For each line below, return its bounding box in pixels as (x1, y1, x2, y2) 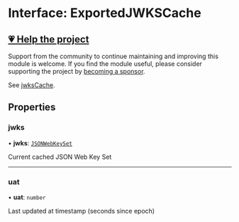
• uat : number (8, 193, 46, 201)
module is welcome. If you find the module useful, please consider (8, 60, 203, 68)
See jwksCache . (8, 81, 55, 89)
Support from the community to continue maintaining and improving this (8, 52, 219, 60)
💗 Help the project (8, 33, 89, 45)
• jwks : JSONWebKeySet (8, 138, 73, 147)
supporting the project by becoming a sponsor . (8, 67, 145, 75)
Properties (8, 101, 56, 113)
